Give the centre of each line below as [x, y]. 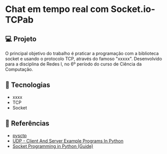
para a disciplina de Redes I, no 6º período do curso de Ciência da [73, 64]
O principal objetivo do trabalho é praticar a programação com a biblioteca [82, 53]
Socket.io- [133, 9]
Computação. [19, 69]
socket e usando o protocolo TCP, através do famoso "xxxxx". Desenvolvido [84, 59]
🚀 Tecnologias [28, 85]
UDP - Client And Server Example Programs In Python [68, 140]
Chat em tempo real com [57, 9]
